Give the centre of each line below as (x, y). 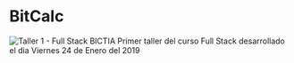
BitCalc (37, 16)
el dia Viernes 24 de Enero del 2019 (75, 50)
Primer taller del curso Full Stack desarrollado (202, 41)
